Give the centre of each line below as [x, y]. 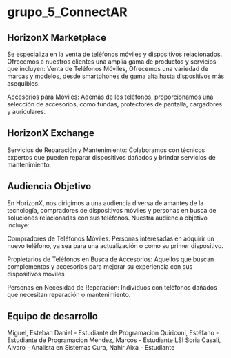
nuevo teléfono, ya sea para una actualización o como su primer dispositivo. [115, 245]
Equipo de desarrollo [53, 316]
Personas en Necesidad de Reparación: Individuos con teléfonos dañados [112, 287]
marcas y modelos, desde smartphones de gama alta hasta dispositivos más [116, 76]
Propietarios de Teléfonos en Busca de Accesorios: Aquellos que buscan [111, 259]
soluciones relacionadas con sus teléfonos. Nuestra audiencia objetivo [108, 218]
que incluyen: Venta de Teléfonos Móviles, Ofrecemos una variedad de [108, 69]
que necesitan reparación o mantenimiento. [69, 294]
